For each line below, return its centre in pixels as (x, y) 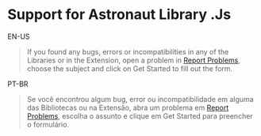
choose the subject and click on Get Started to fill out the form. (130, 68)
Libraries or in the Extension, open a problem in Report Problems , (134, 60)
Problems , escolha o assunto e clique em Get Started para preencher (140, 115)
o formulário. (48, 124)
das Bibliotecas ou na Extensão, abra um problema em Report (128, 108)
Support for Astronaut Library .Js (119, 15)
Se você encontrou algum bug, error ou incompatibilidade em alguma (140, 99)
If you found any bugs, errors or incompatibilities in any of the (128, 51)
